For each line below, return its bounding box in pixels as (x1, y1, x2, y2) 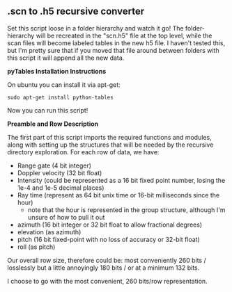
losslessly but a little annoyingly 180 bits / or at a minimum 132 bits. (7, 263, 200, 272)
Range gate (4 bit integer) (17, 161, 92, 170)
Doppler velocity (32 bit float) (17, 168, 102, 177)
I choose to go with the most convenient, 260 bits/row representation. (7, 277, 208, 285)
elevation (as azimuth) (17, 227, 82, 236)
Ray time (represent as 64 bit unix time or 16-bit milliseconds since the (17, 190, 220, 199)
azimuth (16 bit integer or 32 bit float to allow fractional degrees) (17, 220, 203, 229)
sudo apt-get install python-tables (7, 94, 114, 101)
